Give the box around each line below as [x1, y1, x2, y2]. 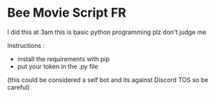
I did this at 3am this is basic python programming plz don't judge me [7, 28, 207, 36]
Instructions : [7, 41, 45, 49]
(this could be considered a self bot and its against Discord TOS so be [7, 75, 209, 84]
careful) [7, 83, 30, 91]
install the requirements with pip [17, 54, 110, 63]
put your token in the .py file [17, 62, 99, 70]
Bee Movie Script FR [7, 5, 127, 21]
